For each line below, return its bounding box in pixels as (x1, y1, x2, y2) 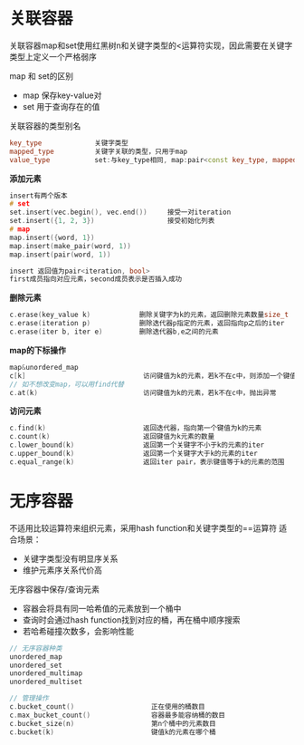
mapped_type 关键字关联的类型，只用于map (9, 147, 188, 156)
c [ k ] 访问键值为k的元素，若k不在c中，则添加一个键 (9, 371, 290, 381)
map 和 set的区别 (9, 70, 74, 82)
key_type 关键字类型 (9, 138, 128, 148)
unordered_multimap (9, 669, 83, 678)
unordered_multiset (9, 677, 83, 687)
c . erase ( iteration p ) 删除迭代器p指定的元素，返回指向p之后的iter (9, 319, 285, 328)
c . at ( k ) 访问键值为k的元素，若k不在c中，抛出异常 (9, 388, 277, 397)
